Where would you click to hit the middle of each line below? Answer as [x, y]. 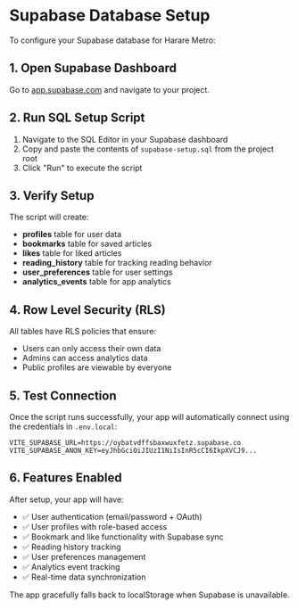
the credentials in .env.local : [63, 426]
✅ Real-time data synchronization [84, 577]
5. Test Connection [63, 395]
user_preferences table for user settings [97, 272]
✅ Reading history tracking [72, 547]
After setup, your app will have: [66, 499]
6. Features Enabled [66, 478]
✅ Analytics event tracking [71, 566]
